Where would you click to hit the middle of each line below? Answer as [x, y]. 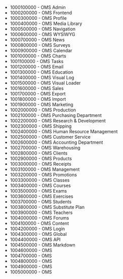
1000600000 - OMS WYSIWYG [43, 34]
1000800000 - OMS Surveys [40, 45]
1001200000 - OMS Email [37, 67]
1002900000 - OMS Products [41, 159]
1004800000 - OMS [31, 261]
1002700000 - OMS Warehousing [45, 148]
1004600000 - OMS [31, 250]
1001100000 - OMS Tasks [37, 61]
